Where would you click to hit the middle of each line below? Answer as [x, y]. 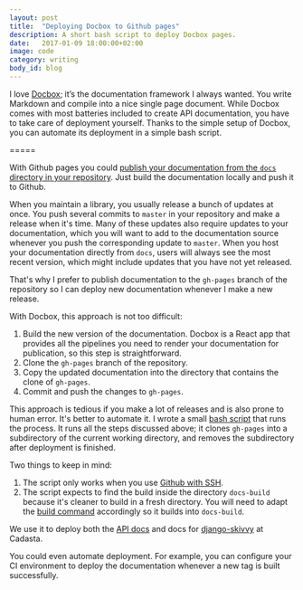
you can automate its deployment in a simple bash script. [116, 132]
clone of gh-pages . [56, 382]
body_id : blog [36, 69]
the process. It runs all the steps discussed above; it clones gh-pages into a [148, 428]
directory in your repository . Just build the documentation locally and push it [151, 176]
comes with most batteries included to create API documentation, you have [149, 113]
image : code [32, 52]
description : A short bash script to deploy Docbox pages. [123, 34]
